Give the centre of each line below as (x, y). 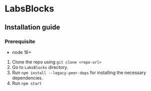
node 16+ (22, 52)
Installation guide (33, 27)
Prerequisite (20, 41)
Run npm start (27, 83)
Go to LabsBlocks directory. (40, 67)
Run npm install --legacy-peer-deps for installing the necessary (79, 72)
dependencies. (27, 77)
